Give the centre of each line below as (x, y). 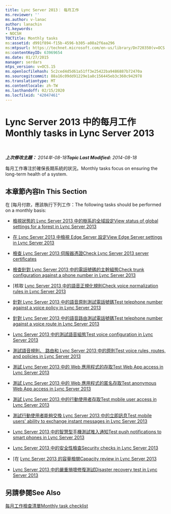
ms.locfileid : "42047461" (33, 95)
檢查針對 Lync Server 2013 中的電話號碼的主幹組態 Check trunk (78, 270)
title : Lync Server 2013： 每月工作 (42, 10)
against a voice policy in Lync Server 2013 (57, 308)
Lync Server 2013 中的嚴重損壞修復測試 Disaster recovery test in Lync (85, 470)
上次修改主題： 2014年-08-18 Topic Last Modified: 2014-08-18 (71, 158)
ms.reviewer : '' (22, 15)
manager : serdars (24, 62)
